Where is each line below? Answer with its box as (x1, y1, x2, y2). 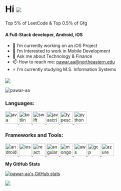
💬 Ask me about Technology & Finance (12, 53, 92, 59)
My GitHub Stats (5, 161, 40, 167)
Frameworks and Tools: (5, 131, 63, 138)
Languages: (5, 100, 35, 107)
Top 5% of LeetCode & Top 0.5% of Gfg (5, 20, 87, 26)
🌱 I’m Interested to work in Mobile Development (12, 48, 110, 54)
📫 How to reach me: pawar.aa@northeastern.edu (12, 59, 115, 65)
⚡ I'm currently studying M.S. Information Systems (12, 66, 116, 72)
